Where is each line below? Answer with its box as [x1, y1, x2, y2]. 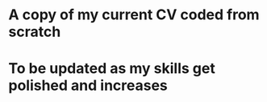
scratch [8, 22, 61, 41]
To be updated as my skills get [8, 59, 215, 78]
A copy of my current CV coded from [8, 6, 260, 24]
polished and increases [8, 76, 168, 95]
